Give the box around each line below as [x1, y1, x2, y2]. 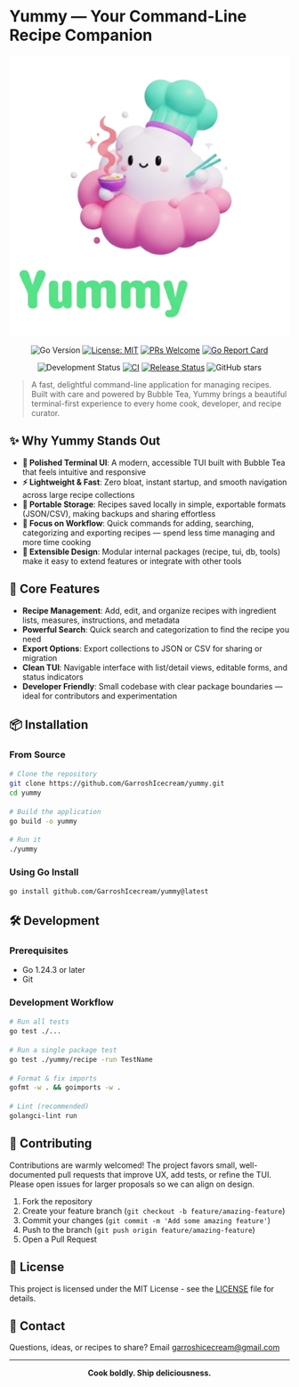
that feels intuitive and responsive [21, 466, 147, 477]
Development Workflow [9, 996, 114, 1008]
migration [21, 652, 58, 663]
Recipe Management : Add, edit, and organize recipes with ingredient [21, 605, 277, 616]
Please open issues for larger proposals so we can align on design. [9, 1179, 255, 1189]
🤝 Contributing [9, 1136, 93, 1151]
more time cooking [21, 536, 92, 547]
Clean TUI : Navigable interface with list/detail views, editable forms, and [21, 662, 287, 673]
